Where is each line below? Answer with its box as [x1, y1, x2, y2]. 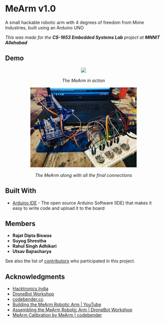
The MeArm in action [62, 78, 105, 83]
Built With [5, 187, 36, 195]
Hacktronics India [12, 286, 49, 292]
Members [5, 219, 36, 228]
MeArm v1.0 [5, 3, 56, 14]
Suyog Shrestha [12, 238, 47, 244]
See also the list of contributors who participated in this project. [5, 258, 136, 264]
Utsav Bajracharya [12, 248, 52, 254]
